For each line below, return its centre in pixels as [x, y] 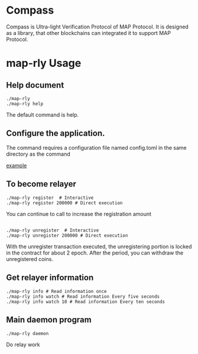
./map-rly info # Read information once [57, 291]
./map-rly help [25, 104]
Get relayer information [50, 278]
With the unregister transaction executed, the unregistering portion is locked [99, 246]
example [17, 165]
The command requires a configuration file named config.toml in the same [97, 147]
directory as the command [38, 154]
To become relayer [41, 184]
